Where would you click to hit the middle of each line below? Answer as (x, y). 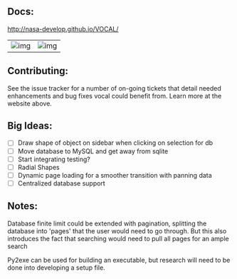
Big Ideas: (30, 126)
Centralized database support (61, 183)
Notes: (22, 206)
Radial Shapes (38, 167)
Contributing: (38, 71)
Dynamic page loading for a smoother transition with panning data (115, 175)
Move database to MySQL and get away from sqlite (93, 151)
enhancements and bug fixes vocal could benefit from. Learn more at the (115, 96)
